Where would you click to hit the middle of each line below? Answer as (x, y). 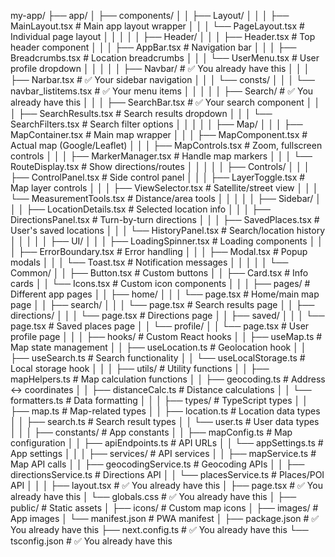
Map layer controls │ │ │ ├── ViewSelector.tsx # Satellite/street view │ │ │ (164, 188)
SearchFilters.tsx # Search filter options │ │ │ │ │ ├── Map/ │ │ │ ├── (156, 124)
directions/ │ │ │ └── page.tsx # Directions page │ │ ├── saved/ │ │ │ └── (167, 315)
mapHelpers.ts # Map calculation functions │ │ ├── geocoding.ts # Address (168, 379)
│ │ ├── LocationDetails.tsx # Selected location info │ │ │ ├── (140, 209)
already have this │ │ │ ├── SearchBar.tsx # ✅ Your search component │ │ (165, 102)
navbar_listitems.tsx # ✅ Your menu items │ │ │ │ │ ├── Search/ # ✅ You (162, 91)
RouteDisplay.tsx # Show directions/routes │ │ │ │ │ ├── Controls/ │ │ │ (160, 166)
